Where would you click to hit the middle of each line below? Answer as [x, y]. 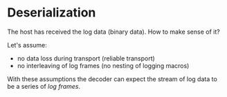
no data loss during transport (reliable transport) [86, 58]
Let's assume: [27, 45]
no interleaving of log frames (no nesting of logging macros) [103, 65]
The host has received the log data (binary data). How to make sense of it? [113, 32]
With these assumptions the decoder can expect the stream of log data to [112, 79]
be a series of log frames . [44, 86]
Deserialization [52, 13]
